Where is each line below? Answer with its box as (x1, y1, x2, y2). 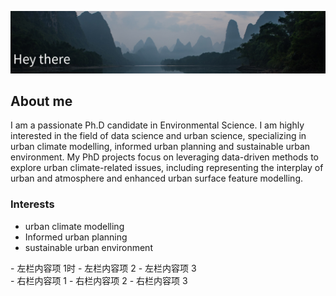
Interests (10, 197, 55, 211)
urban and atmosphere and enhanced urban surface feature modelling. (10, 172, 303, 185)
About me (10, 92, 73, 110)
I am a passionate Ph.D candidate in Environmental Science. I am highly (10, 119, 305, 131)
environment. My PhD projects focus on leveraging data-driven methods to (10, 151, 319, 163)
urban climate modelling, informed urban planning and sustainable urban (10, 141, 311, 153)
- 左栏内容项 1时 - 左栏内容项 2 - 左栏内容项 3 (10, 262, 197, 274)
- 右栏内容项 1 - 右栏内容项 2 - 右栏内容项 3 (10, 274, 188, 286)
